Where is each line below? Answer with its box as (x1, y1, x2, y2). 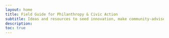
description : (5, 21, 33, 26)
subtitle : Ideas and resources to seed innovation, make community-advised (5, 16, 167, 21)
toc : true (5, 26, 26, 31)
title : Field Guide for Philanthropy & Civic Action (5, 12, 118, 17)
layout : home (5, 7, 33, 12)
